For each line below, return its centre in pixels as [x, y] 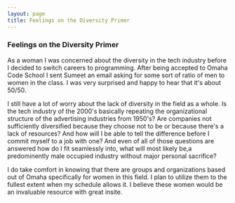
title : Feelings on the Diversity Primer [69, 20]
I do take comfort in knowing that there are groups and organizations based [116, 169]
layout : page [26, 14]
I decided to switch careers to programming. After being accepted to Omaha [117, 67]
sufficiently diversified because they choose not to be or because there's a [116, 126]
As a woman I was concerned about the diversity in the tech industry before [117, 60]
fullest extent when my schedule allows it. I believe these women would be [115, 184]
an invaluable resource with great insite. [65, 192]
